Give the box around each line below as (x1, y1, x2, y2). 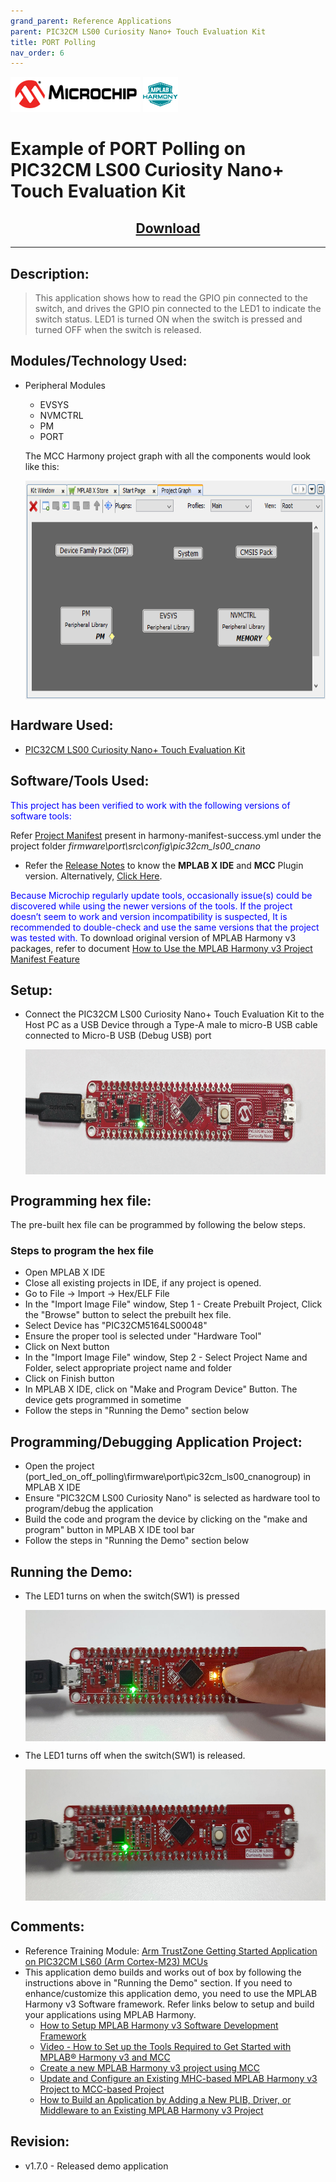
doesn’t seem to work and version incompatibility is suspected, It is (10, 910, 288, 922)
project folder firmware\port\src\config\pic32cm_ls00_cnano (10, 840, 261, 852)
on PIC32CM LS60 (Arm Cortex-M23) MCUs (24, 1955, 208, 1967)
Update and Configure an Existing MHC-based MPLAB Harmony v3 (39, 2072, 318, 2084)
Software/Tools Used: (10, 773, 150, 790)
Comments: (10, 1918, 85, 1935)
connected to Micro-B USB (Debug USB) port (24, 1030, 212, 1042)
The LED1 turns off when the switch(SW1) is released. (24, 1750, 246, 1762)
